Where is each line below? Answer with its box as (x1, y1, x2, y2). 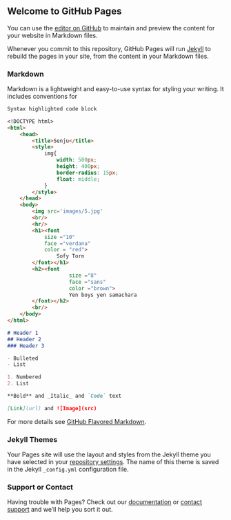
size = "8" (68, 272, 97, 279)
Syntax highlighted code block (7, 106, 97, 113)
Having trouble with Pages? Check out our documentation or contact (7, 498, 202, 506)
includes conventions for (7, 93, 78, 101)
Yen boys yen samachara (68, 291, 137, 298)
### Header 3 (7, 342, 45, 349)
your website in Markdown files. (7, 31, 98, 39)
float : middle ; (56, 175, 100, 182)
